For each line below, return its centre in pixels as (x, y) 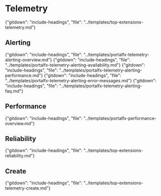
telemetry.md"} (20, 27)
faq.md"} (14, 91)
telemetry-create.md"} (28, 188)
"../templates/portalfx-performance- (120, 118)
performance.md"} (24, 75)
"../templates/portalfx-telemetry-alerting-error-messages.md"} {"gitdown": (81, 80)
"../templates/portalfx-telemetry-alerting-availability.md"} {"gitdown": (75, 65)
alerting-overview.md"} (29, 60)
